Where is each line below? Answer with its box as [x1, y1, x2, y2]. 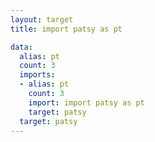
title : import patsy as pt [10, 24, 123, 34]
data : [10, 42, 33, 52]
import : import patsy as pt [28, 97, 145, 108]
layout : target [10, 14, 74, 25]
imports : [19, 70, 56, 80]
